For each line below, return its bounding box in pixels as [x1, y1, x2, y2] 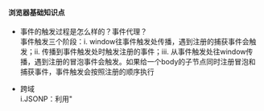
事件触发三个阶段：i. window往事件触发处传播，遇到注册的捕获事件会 [19, 37, 250, 47]
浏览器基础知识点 [8, 7, 65, 17]
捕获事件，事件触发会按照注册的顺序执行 [19, 67, 155, 76]
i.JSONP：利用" [19, 94, 72, 104]
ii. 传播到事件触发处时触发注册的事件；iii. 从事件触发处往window [34, 47, 246, 56]
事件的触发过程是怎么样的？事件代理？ [19, 27, 147, 36]
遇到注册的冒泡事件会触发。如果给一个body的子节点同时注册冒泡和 [34, 57, 256, 67]
